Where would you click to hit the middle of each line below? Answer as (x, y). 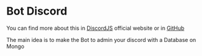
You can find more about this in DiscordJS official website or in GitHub (95, 28)
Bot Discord (37, 11)
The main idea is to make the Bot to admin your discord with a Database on (101, 40)
